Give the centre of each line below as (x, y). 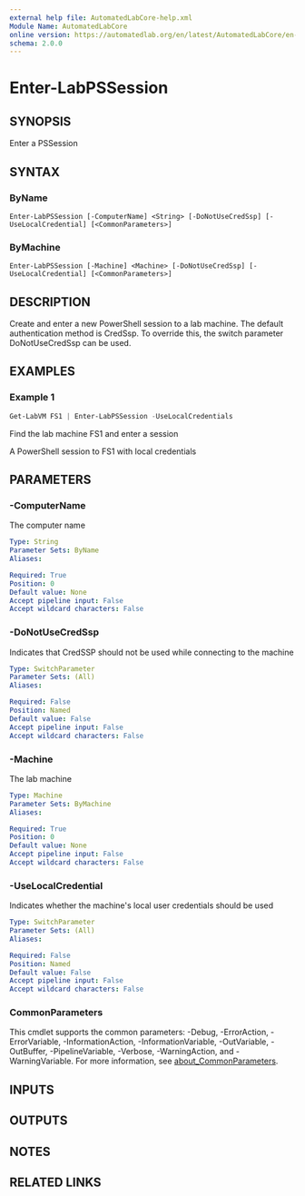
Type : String (34, 542)
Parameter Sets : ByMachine (60, 804)
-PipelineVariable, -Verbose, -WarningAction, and (142, 1052)
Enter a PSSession (44, 143)
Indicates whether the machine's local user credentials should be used (142, 905)
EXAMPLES (42, 372)
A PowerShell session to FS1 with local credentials (103, 451)
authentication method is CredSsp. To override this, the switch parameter (147, 333)
